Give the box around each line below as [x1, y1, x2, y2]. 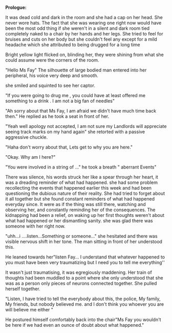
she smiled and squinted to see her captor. [5, 82, 96, 88]
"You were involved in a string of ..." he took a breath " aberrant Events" [5, 164, 157, 170]
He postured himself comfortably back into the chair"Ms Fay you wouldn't [5, 317, 161, 323]
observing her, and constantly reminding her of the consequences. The [5, 207, 156, 213]
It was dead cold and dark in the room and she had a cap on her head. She [5, 14, 163, 20]
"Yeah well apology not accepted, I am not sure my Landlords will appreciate [5, 123, 167, 129]
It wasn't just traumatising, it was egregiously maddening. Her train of [5, 269, 152, 275]
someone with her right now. [5, 223, 66, 229]
